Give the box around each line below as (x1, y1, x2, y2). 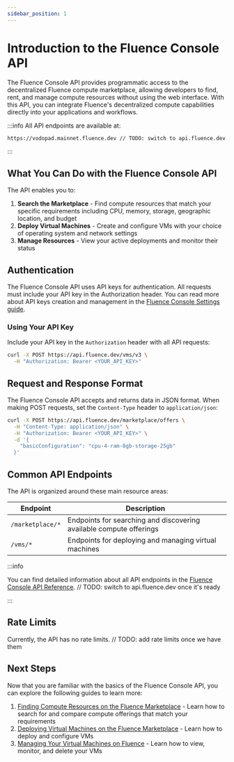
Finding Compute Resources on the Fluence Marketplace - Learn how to (17, 702, 225, 710)
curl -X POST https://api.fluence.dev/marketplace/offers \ (7, 416, 186, 424)
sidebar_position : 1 (7, 10, 68, 17)
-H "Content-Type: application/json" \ (13, 423, 130, 430)
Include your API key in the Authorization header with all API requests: (7, 338, 210, 346)
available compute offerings (67, 524, 159, 533)
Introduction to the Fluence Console (7, 40, 219, 56)
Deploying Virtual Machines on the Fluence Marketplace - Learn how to (17, 724, 223, 733)
